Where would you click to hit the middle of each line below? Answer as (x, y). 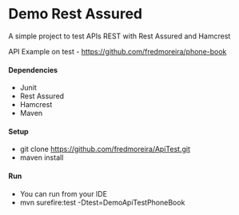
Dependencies (33, 70)
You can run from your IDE (64, 193)
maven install (42, 157)
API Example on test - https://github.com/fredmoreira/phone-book (118, 51)
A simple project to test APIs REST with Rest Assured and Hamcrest (119, 36)
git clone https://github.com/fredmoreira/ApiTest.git (105, 149)
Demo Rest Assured (75, 14)
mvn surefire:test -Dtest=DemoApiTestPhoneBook (102, 202)
